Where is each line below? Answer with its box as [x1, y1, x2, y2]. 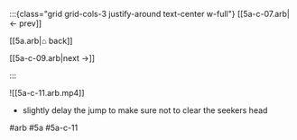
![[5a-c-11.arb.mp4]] [9, 88, 85, 98]
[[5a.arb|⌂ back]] [9, 36, 73, 46]
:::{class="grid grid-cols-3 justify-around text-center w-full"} [9, 9, 236, 19]
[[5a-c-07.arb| [237, 9, 291, 19]
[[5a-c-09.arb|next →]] [9, 53, 96, 63]
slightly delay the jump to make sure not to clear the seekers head [22, 105, 268, 116]
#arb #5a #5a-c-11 [9, 122, 79, 133]
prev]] [19, 18, 42, 29]
